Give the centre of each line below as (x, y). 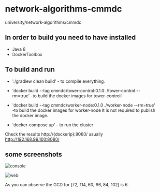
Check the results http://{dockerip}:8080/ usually (54, 134)
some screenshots (34, 154)
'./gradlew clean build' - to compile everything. (58, 81)
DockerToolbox (27, 54)
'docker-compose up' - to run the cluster (53, 125)
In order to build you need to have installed (71, 37)
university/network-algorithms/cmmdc (43, 22)
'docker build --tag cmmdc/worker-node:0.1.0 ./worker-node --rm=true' (84, 105)
